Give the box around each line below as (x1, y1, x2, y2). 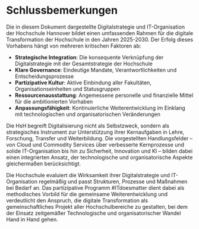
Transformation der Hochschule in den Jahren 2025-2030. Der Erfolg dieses (6, 36, 194, 43)
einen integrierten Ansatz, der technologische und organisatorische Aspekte (6, 153, 193, 161)
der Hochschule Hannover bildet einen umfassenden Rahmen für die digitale (6, 29, 194, 36)
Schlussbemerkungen (6, 4, 118, 17)
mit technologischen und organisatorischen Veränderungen (14, 111, 160, 118)
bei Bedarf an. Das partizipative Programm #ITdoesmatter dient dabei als (6, 184, 185, 191)
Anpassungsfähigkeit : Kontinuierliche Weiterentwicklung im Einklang (14, 104, 185, 111)
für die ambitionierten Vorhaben (14, 98, 93, 105)
